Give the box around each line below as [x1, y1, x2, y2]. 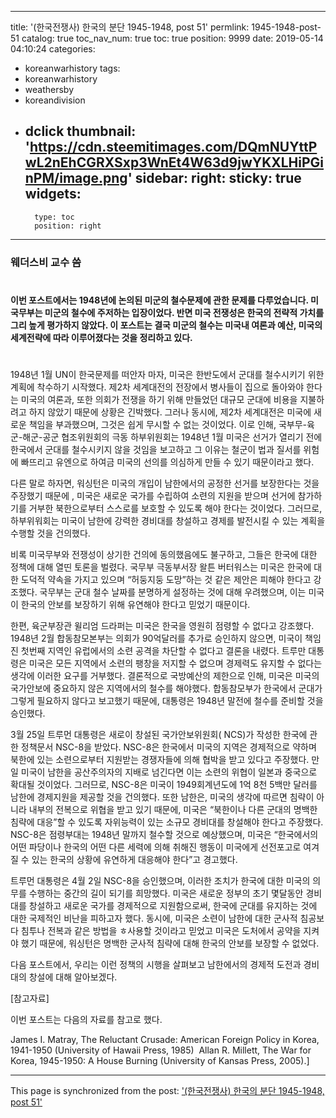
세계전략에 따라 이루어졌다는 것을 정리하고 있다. [10, 331, 193, 343]
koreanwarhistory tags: [24, 62, 121, 74]
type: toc [34, 212, 75, 222]
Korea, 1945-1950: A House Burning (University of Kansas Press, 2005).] [10, 1055, 310, 1067]
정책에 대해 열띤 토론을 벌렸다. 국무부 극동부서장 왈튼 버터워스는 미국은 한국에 [10, 561, 312, 573]
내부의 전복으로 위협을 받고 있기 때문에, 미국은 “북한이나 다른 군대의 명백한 [28, 804, 318, 816]
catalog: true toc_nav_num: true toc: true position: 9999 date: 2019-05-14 [21, 32, 324, 44]
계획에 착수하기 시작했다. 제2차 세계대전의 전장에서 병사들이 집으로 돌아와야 [10, 381, 305, 393]
